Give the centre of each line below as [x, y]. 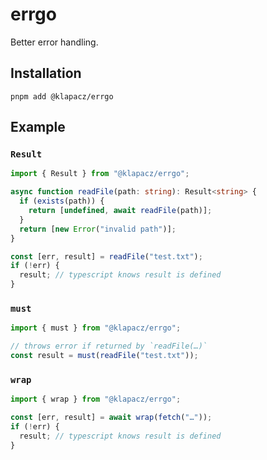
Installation [46, 73]
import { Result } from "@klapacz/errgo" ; [100, 174]
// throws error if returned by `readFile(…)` [109, 346]
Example [38, 127]
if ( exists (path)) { [62, 201]
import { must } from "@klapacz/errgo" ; [96, 328]
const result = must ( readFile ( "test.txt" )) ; [104, 356]
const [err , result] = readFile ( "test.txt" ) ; [106, 256]
